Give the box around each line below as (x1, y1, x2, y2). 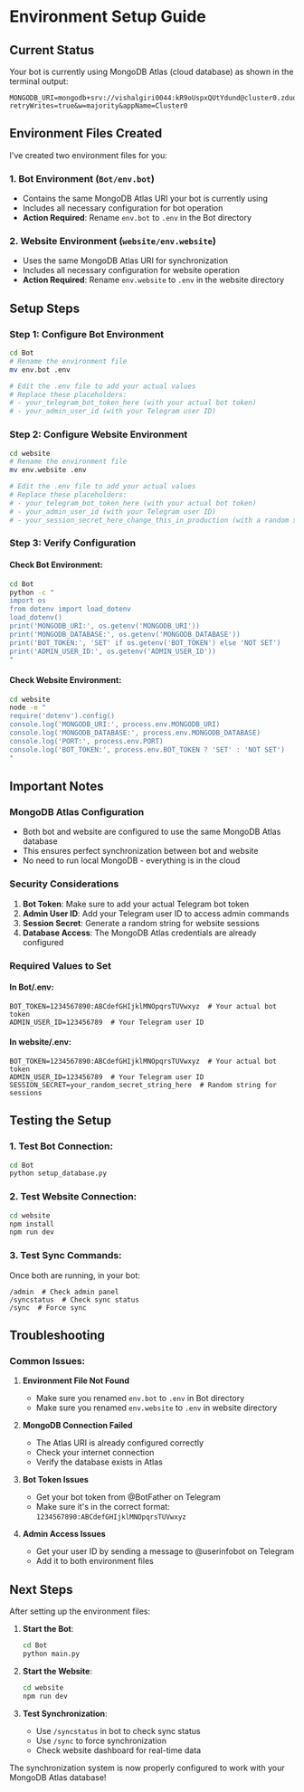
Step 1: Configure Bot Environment (9, 327, 165, 340)
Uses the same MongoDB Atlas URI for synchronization (22, 255, 229, 266)
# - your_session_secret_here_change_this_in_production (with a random (9, 516, 290, 525)
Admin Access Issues (22, 1529, 106, 1540)
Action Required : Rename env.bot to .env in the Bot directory (22, 213, 252, 223)
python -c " (9, 588, 54, 597)
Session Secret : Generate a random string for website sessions (22, 917, 261, 928)
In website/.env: (9, 1037, 72, 1048)
